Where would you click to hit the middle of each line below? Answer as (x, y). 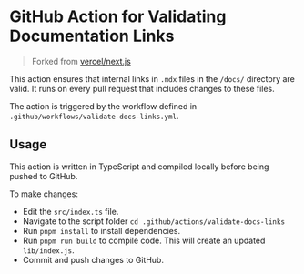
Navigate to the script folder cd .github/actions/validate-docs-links (153, 221)
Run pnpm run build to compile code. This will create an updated (144, 240)
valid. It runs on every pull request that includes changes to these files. (142, 88)
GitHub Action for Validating (118, 17)
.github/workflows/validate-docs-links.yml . (94, 116)
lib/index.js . (48, 250)
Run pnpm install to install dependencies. (101, 230)
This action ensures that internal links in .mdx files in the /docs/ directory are (152, 78)
